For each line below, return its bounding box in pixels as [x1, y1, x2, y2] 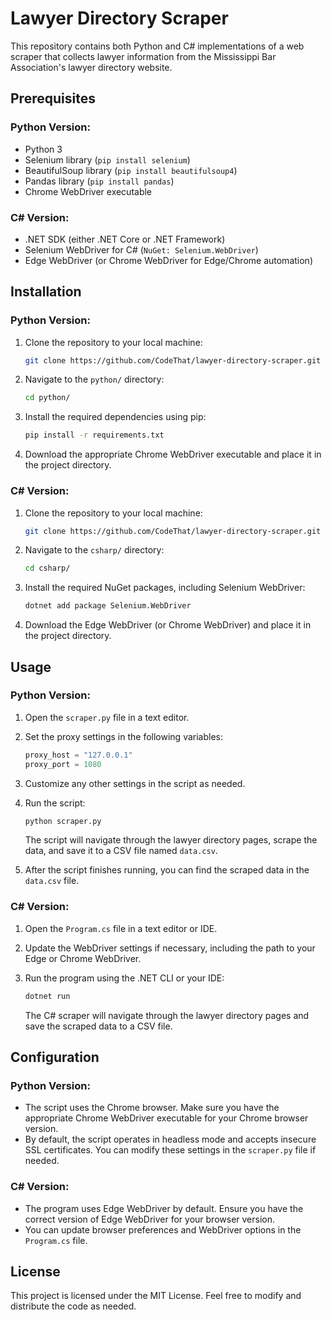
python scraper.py [24, 816, 102, 826]
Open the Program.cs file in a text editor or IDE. [24, 922, 218, 934]
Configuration [10, 1049, 100, 1066]
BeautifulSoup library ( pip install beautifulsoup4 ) [24, 164, 238, 176]
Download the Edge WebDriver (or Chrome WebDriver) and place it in [24, 619, 312, 631]
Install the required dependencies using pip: [24, 411, 207, 423]
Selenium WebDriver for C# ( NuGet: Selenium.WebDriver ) [24, 243, 259, 256]
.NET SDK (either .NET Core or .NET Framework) [24, 233, 226, 245]
